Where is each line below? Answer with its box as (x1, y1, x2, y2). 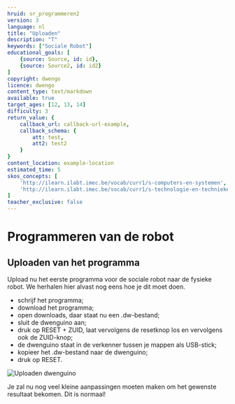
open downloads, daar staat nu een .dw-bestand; (17, 311, 160, 319)
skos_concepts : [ (7, 173, 58, 180)
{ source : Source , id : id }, (20, 56, 99, 63)
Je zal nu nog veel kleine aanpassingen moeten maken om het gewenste (7, 382, 217, 391)
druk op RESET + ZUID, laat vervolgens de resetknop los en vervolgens (17, 326, 222, 334)
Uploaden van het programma (7, 257, 140, 268)
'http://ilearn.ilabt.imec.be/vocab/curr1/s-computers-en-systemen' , (20, 179, 227, 186)
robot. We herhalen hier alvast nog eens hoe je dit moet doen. (7, 282, 185, 291)
